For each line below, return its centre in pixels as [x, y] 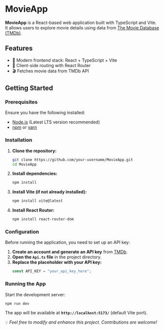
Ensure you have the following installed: [45, 113]
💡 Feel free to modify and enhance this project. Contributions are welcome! [81, 322]
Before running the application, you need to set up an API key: [68, 242]
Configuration [22, 232]
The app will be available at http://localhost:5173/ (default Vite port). [76, 313]
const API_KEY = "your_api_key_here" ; [52, 271]
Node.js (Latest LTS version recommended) [56, 122]
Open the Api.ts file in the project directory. [57, 257]
